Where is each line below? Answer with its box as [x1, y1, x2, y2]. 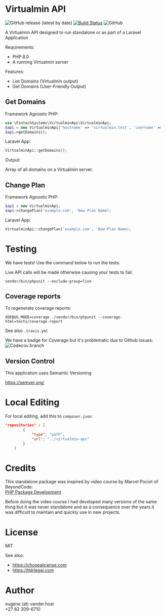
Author [5, 584, 35, 596]
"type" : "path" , [31, 432, 65, 437]
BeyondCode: [5, 484, 33, 490]
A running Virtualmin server [12, 59, 69, 65]
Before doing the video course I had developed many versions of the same [5, 499, 157, 505]
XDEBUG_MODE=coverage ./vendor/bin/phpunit [5, 315, 96, 320]
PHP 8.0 [12, 53, 29, 60]
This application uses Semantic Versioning [5, 370, 92, 376]
